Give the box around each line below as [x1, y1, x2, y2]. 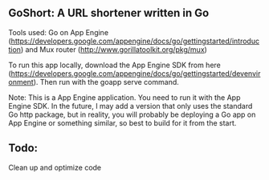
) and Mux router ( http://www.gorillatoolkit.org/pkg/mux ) [20, 44, 207, 54]
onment [8, 77, 34, 86]
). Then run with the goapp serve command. [33, 77, 179, 86]
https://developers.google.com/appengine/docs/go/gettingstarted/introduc [10, 36, 259, 46]
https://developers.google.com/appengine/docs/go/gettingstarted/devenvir [10, 68, 261, 78]
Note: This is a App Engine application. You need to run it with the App [8, 92, 241, 102]
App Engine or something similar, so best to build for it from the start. [8, 118, 237, 127]
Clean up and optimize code [8, 162, 102, 172]
